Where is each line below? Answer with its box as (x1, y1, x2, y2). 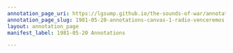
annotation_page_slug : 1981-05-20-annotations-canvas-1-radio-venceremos (7, 17, 225, 23)
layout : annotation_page (7, 23, 79, 30)
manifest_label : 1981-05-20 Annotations (7, 29, 126, 36)
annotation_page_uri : (7, 10, 70, 17)
